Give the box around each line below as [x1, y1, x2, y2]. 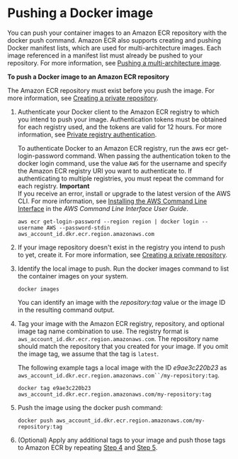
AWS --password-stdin [46, 224, 110, 232]
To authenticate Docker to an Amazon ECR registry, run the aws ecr [17, 144, 215, 152]
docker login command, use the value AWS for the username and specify [17, 158, 227, 168]
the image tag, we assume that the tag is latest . [17, 350, 159, 358]
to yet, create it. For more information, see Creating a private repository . [17, 250, 228, 259]
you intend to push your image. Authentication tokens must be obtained [17, 115, 227, 124]
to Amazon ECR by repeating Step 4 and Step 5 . [17, 443, 158, 452]
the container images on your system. [17, 271, 129, 280]
